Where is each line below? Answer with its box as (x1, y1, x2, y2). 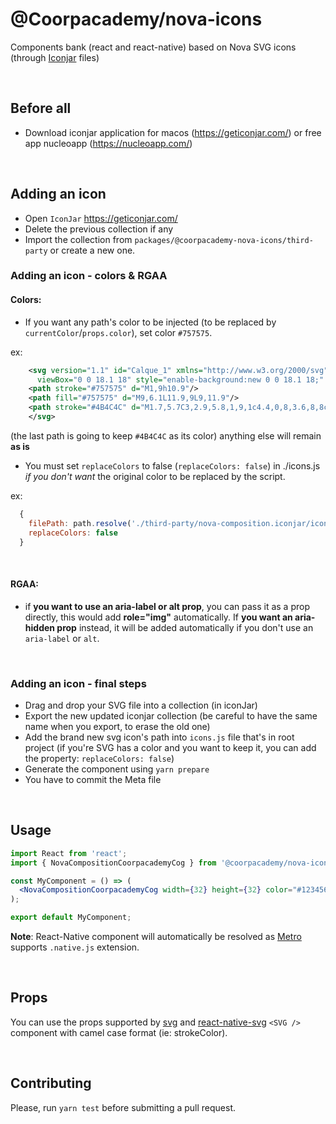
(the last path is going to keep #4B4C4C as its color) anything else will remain (10, 429, 322, 442)
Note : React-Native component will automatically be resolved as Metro (10, 931, 302, 942)
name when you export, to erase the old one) (24, 720, 211, 732)
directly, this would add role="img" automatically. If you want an (24, 611, 293, 623)
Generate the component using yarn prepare (24, 763, 210, 775)
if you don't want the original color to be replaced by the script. (24, 470, 286, 482)
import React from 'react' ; (10, 848, 128, 858)
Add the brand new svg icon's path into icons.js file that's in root (24, 731, 295, 743)
